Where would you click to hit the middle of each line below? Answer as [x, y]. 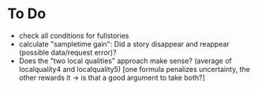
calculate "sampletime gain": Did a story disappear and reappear [124, 43]
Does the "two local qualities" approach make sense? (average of [125, 61]
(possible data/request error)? [67, 52]
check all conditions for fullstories [74, 36]
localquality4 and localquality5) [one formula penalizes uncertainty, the [134, 69]
